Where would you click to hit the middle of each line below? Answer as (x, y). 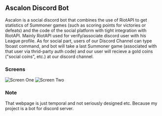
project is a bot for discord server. (39, 109)
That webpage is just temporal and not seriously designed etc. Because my (81, 103)
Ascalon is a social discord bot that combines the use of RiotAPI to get (76, 20)
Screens (15, 69)
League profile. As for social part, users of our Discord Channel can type (79, 41)
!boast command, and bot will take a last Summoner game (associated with (81, 46)
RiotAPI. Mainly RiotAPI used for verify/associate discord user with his (76, 35)
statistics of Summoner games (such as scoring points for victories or (76, 25)
